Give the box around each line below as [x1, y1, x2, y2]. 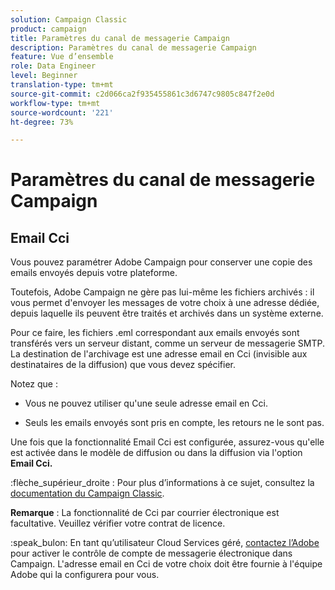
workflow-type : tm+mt [10, 98, 101, 108]
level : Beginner [10, 71, 78, 81]
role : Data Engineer [10, 61, 97, 71]
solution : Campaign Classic [10, 14, 128, 25]
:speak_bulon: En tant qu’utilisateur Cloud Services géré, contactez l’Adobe [10, 537, 320, 549]
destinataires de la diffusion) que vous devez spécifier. [10, 359, 236, 371]
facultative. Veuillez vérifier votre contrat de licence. [10, 517, 226, 530]
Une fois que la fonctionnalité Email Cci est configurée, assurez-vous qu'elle [10, 436, 325, 448]
